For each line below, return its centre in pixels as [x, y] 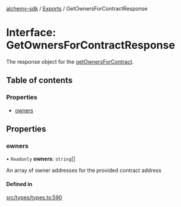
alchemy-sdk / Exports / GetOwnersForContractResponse [77, 9]
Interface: [31, 33]
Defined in [19, 184]
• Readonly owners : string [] [41, 159]
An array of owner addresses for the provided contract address [84, 170]
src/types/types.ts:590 [34, 197]
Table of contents [39, 81]
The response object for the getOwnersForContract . [70, 61]
